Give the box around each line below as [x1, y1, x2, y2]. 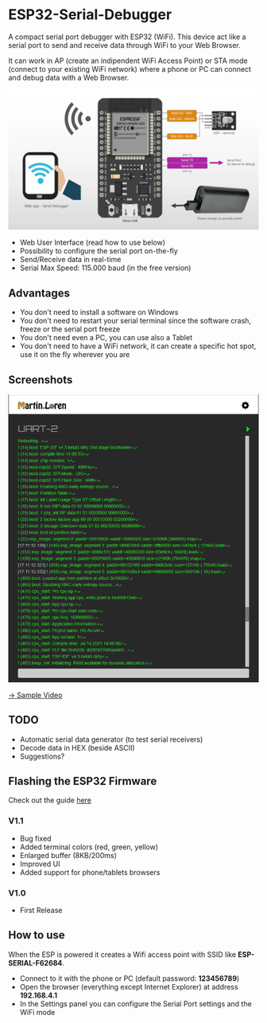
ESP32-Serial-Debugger [8, 6, 172, 24]
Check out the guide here [8, 795, 92, 805]
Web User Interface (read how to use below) [19, 237, 165, 248]
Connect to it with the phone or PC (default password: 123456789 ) [19, 974, 240, 983]
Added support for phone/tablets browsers [19, 867, 161, 877]
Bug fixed [19, 833, 52, 843]
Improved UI [19, 859, 60, 868]
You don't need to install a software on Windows [19, 308, 179, 317]
